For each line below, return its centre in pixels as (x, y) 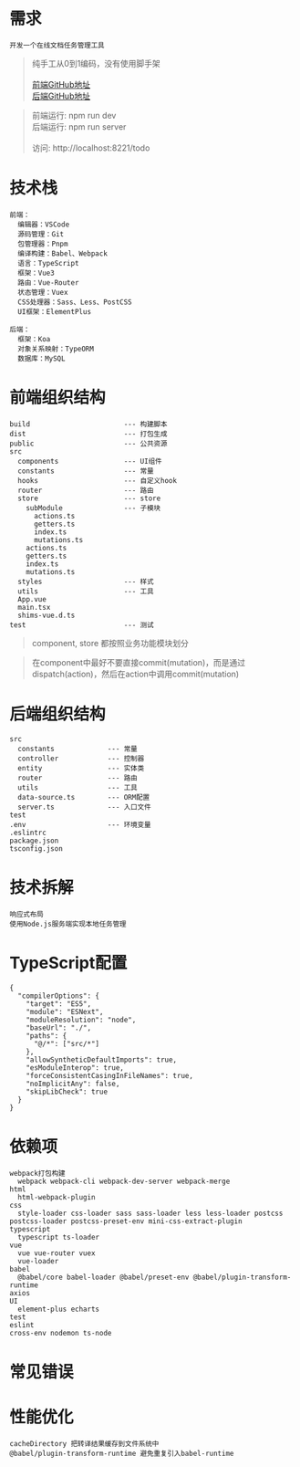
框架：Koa (34, 339)
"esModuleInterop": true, (75, 1068)
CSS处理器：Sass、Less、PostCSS (75, 302)
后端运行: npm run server (79, 126)
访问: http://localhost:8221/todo (91, 148)
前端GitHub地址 (61, 84)
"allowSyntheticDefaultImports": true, (102, 1060)
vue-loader (38, 1261)
